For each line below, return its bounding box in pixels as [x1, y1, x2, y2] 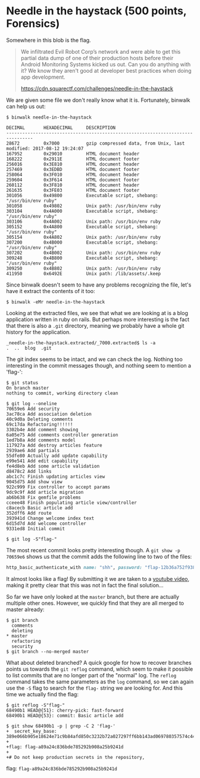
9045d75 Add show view [6, 478, 62, 485]
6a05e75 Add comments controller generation [6, 432, 118, 438]
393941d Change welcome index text [6, 515, 95, 521]
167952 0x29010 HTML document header [6, 151, 140, 157]
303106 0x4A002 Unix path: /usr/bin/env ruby [6, 219, 161, 225]
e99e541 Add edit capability [6, 458, 79, 464]
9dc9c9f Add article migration [6, 489, 84, 495]
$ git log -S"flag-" [6, 536, 58, 542]
